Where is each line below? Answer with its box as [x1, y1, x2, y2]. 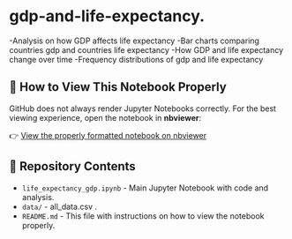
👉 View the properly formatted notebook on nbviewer [9, 130, 207, 140]
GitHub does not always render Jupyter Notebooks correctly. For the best [9, 103, 276, 114]
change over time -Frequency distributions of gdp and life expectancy [9, 54, 264, 64]
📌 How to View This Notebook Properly [9, 79, 227, 94]
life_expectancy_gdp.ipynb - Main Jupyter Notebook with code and [21, 183, 269, 193]
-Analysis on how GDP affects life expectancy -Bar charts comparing [9, 35, 260, 46]
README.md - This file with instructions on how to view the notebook [21, 210, 265, 221]
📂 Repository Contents [9, 159, 137, 174]
